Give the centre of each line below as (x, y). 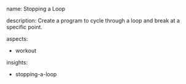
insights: (17, 62)
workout (26, 51)
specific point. (25, 27)
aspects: (17, 39)
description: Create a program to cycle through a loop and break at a (93, 20)
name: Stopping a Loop (36, 9)
